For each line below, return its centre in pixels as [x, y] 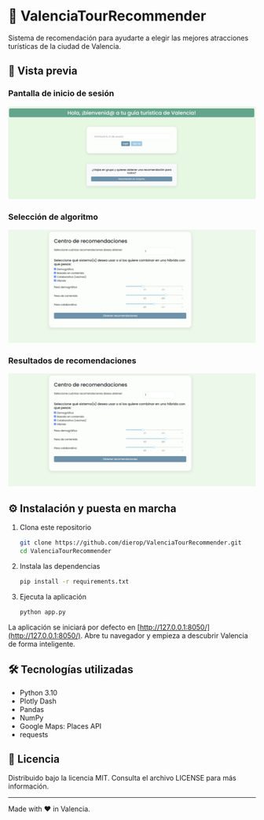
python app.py [42, 612]
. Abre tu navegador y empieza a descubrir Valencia [165, 635]
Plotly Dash [38, 701]
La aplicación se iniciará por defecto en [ [74, 627]
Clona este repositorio [55, 528]
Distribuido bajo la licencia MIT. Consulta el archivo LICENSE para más [123, 778]
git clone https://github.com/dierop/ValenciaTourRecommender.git [130, 543]
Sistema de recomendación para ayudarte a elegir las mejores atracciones [128, 38]
